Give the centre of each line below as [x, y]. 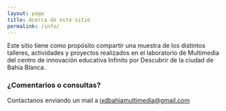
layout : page [26, 13]
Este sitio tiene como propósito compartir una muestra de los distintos [106, 46]
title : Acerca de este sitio [49, 20]
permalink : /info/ [33, 26]
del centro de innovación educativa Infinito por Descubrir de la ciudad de [111, 60]
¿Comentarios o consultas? [54, 85]
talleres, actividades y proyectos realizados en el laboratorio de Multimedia [113, 53]
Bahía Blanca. [26, 67]
